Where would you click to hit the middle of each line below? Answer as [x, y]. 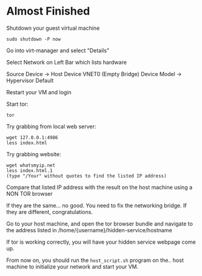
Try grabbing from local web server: [51, 126]
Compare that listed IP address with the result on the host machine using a [99, 187]
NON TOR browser [30, 193]
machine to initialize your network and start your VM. [72, 266]
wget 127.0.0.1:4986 [32, 137]
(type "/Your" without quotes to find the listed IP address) [86, 176]
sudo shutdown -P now [34, 39]
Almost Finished [48, 11]
